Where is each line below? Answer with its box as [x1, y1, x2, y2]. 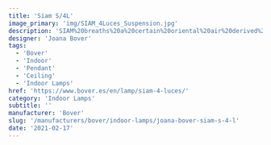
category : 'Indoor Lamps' [8, 94, 95, 102]
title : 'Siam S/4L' [8, 11, 74, 20]
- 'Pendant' [15, 64, 56, 72]
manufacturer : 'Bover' [8, 110, 85, 118]
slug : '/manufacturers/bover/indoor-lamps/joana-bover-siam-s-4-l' [8, 117, 240, 125]
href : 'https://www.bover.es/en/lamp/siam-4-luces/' [8, 86, 190, 95]
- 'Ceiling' [15, 72, 56, 80]
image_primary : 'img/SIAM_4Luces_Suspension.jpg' [8, 19, 179, 27]
